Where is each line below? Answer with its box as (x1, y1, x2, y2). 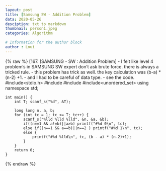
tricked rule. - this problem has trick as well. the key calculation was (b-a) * (5, 69, 161, 75)
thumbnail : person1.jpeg (5, 26, 57, 31)
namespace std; (5, 85, 39, 91)
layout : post (5, 7, 33, 13)
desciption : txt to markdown (5, 21, 66, 27)
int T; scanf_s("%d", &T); (14, 99, 71, 104)
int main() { (5, 95, 33, 100)
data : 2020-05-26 (5, 17, 42, 22)
